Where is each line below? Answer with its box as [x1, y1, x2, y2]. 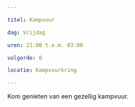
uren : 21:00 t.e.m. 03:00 [7, 41, 83, 49]
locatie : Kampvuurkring [7, 67, 77, 74]
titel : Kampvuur [7, 16, 55, 23]
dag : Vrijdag [7, 29, 46, 36]
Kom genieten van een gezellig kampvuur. [7, 92, 129, 101]
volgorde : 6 [7, 54, 42, 62]
